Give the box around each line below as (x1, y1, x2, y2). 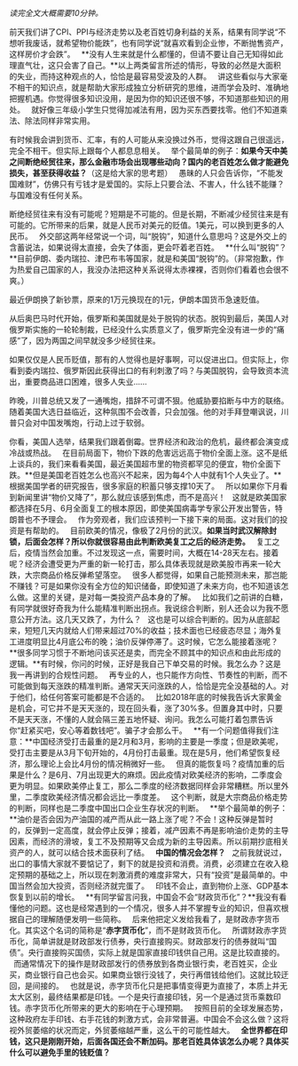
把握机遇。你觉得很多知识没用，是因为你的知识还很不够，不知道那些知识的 (9, 93, 281, 104)
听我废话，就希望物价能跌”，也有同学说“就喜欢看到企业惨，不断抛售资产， (16, 38, 288, 48)
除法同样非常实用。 (24, 115, 95, 126)
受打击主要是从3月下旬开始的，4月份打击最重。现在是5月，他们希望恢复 (9, 747, 272, 758)
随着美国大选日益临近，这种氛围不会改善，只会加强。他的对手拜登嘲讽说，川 (9, 407, 289, 417)
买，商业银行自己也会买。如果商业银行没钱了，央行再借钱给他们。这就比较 (9, 969, 281, 980)
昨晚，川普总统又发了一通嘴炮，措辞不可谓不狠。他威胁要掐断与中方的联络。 (9, 395, 289, 406)
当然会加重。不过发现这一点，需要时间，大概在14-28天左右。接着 (39, 547, 279, 558)
